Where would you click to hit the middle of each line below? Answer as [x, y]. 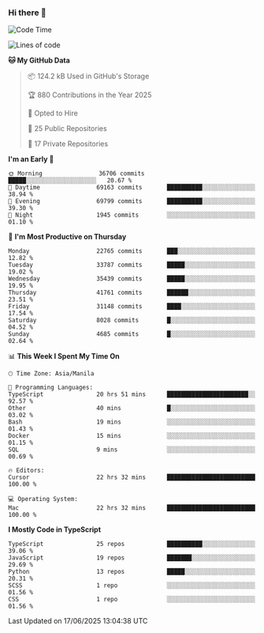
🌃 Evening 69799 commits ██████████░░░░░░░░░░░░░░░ [132, 202]
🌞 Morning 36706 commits [76, 174]
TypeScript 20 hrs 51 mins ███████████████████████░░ [132, 394]
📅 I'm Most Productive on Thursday [67, 237]
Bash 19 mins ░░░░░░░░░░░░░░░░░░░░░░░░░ [132, 422]
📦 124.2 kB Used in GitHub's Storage [88, 76]
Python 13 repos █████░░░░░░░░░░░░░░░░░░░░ [132, 572]
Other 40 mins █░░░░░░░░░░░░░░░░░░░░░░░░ [132, 409]
